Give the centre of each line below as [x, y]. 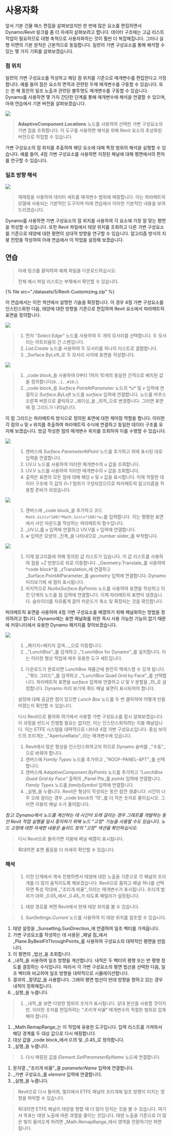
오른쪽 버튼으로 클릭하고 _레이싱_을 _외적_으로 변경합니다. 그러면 [90, 401]
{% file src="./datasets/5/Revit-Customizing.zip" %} [60, 292]
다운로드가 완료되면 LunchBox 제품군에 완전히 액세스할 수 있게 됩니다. [95, 669]
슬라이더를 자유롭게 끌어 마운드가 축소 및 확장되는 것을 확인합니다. [98, 601]
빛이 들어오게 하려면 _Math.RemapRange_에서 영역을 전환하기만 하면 [93, 1122]
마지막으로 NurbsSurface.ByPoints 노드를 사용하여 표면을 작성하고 [93, 588]
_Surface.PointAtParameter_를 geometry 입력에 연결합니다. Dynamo [96, 576]
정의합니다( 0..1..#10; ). [55, 382]
